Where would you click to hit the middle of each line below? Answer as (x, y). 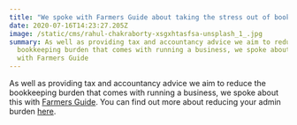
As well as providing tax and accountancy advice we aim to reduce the (138, 83)
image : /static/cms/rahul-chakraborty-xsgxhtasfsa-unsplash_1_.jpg (136, 33)
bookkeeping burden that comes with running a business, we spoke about (144, 92)
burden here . (33, 111)
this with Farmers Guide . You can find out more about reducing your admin (145, 102)
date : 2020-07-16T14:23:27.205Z (69, 26)
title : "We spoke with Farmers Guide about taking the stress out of (140, 17)
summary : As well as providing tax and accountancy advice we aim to (140, 42)
